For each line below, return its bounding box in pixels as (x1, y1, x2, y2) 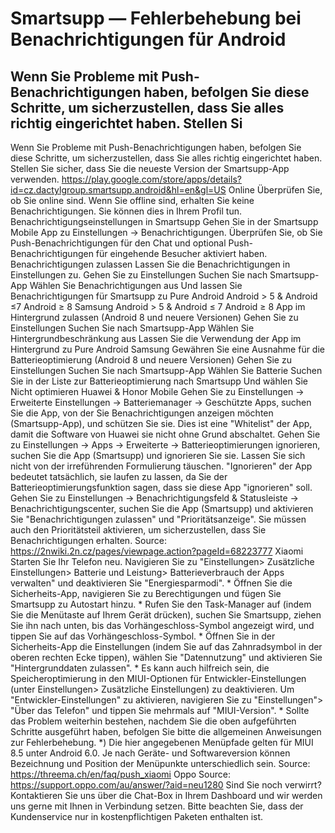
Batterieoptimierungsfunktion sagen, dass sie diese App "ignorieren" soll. (10, 482, 313, 493)
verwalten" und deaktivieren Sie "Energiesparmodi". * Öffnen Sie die (10, 577, 293, 589)
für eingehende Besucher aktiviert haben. (95, 248, 268, 259)
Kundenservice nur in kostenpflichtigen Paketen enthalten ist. (10, 811, 264, 822)
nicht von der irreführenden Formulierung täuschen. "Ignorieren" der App (10, 460, 313, 472)
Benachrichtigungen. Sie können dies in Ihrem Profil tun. (10, 205, 242, 217)
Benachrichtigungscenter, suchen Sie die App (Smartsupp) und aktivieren (10, 503, 314, 514)
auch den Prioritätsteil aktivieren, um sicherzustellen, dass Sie (10, 524, 267, 536)
